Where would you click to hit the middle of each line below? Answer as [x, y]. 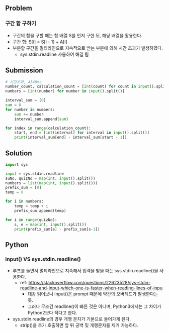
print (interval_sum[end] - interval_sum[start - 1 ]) [71, 138]
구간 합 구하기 [21, 24]
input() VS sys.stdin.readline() [43, 259]
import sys [17, 164]
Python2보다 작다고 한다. [52, 313]
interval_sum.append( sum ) [41, 119]
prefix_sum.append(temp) [40, 210]
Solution [19, 153]
